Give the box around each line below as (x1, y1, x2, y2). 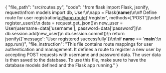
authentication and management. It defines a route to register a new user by (5, 47, 162, 52)
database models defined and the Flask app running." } (5, 62, 119, 68)
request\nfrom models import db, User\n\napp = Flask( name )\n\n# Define (5, 9, 157, 15)
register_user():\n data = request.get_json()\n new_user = (5, 20, 123, 26)
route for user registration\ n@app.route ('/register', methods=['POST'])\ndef (5, 15, 161, 20)
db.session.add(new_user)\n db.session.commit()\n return (5, 31, 125, 36)
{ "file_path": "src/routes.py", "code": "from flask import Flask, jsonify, (5, 4, 150, 10)
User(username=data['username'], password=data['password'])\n (5, 25, 142, 31)
